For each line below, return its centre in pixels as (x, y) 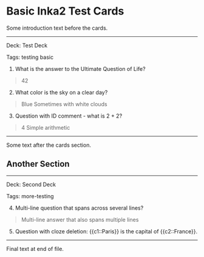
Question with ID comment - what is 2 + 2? (69, 116)
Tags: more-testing (30, 196)
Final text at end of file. (35, 249)
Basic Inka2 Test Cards (65, 11)
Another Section (38, 164)
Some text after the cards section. (49, 145)
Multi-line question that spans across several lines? (79, 208)
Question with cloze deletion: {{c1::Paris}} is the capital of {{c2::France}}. (106, 231)
